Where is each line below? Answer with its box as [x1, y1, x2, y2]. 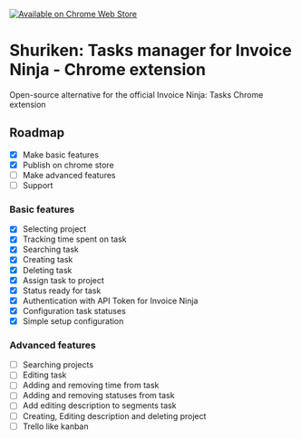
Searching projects [22, 359, 93, 370]
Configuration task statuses [22, 305, 127, 316]
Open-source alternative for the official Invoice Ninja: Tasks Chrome [9, 89, 264, 100]
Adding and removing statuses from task [22, 390, 175, 401]
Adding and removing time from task [22, 380, 160, 391]
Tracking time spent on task [22, 234, 127, 244]
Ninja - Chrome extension [9, 60, 207, 81]
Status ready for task [22, 285, 102, 296]
